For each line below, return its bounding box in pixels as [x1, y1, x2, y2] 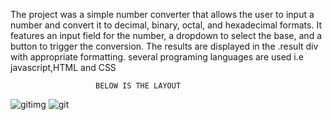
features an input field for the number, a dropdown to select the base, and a [10, 30, 323, 41]
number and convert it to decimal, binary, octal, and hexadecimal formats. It [10, 19, 322, 31]
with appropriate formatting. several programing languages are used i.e [10, 51, 304, 63]
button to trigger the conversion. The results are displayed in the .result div [10, 40, 319, 52]
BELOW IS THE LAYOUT [95, 81, 182, 91]
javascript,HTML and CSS [10, 62, 117, 73]
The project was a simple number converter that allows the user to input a [10, 9, 315, 20]
